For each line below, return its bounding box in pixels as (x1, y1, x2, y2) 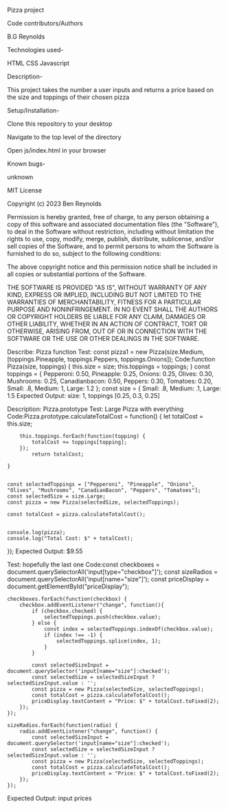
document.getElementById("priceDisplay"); (7, 582, 129, 590)
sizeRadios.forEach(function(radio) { (7, 722, 118, 729)
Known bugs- (7, 159, 46, 168)
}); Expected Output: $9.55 (7, 547, 83, 555)
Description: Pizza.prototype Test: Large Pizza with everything (7, 405, 184, 413)
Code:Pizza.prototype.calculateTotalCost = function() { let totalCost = (7, 412, 204, 420)
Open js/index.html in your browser (7, 146, 106, 154)
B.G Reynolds (7, 32, 45, 41)
